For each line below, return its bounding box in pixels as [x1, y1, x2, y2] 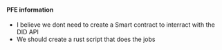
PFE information [6, 5, 54, 14]
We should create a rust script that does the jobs [16, 35, 156, 44]
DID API [16, 28, 39, 36]
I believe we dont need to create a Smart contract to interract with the [16, 21, 215, 29]
